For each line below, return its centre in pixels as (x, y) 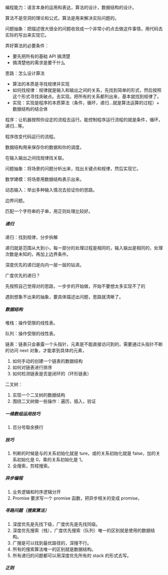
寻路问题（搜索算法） (27, 510)
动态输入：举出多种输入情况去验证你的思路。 (51, 190)
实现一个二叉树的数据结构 (39, 395)
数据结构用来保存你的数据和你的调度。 (44, 147)
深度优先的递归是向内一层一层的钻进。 (44, 264)
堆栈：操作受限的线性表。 (31, 323)
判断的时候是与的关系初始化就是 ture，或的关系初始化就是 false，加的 (84, 453)
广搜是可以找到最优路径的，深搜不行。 (52, 543)
